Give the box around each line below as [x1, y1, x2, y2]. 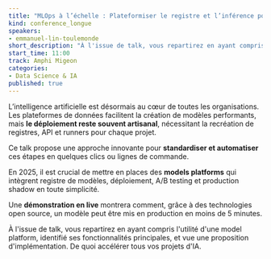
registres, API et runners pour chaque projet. [8, 127, 157, 137]
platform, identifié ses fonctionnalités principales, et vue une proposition [8, 232, 249, 242]
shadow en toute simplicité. [8, 184, 100, 194]
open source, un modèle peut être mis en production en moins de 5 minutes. [8, 208, 263, 218]
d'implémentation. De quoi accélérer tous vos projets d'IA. [8, 241, 202, 251]
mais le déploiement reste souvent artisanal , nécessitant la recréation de [8, 119, 254, 128]
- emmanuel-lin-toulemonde [8, 34, 99, 43]
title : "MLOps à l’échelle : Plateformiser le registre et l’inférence [8, 11, 254, 20]
